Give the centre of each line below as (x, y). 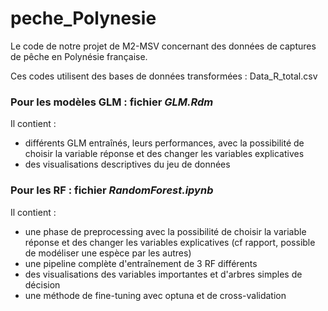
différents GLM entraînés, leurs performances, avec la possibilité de (164, 143)
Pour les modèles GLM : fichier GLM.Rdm (112, 102)
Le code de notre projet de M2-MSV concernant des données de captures (163, 46)
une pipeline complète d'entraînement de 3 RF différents (141, 263)
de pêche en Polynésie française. (79, 56)
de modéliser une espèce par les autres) (108, 253)
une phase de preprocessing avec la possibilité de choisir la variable (165, 231)
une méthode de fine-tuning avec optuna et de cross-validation (155, 295)
